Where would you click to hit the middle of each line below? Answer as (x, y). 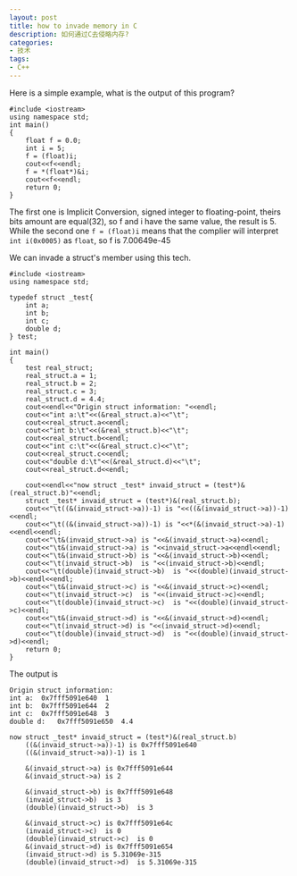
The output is (33, 674)
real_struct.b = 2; (62, 383)
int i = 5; (45, 148)
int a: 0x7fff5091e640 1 (59, 698)
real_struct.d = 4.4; (65, 399)
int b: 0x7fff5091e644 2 (59, 706)
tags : (19, 59)
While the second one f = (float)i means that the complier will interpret (144, 231)
